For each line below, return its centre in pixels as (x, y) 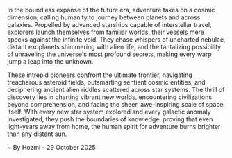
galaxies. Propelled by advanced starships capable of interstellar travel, (109, 25)
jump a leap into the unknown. (50, 61)
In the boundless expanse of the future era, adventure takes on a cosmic (111, 10)
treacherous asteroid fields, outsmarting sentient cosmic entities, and (107, 82)
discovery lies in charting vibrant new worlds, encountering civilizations (110, 97)
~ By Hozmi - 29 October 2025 (51, 147)
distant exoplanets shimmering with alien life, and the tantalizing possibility (114, 47)
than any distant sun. (37, 134)
